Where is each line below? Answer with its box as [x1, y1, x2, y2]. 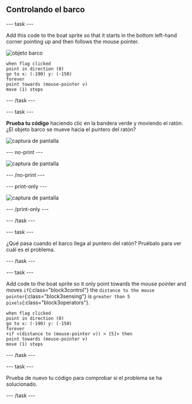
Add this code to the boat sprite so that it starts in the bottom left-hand [6, 32, 177, 39]
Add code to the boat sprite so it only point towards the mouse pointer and [6, 280, 187, 287]
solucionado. [6, 380, 38, 388]
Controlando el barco [6, 5, 85, 15]
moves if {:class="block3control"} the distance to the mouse [6, 286, 155, 293]
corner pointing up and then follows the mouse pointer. [6, 38, 139, 45]
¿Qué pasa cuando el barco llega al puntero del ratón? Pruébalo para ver [6, 239, 182, 246]
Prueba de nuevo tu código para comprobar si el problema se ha [6, 374, 163, 381]
